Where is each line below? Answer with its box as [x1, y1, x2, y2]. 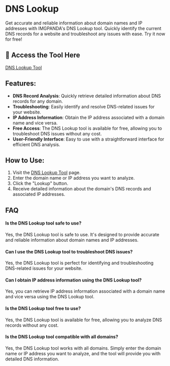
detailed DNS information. [5, 356, 59, 362]
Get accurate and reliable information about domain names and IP [5, 20, 143, 26]
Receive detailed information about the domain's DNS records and [12, 186, 151, 192]
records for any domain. [12, 98, 63, 104]
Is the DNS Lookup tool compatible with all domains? [5, 334, 118, 340]
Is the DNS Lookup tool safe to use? [5, 220, 82, 227]
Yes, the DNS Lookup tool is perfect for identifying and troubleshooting [5, 260, 154, 266]
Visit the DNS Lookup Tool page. [12, 170, 81, 176]
